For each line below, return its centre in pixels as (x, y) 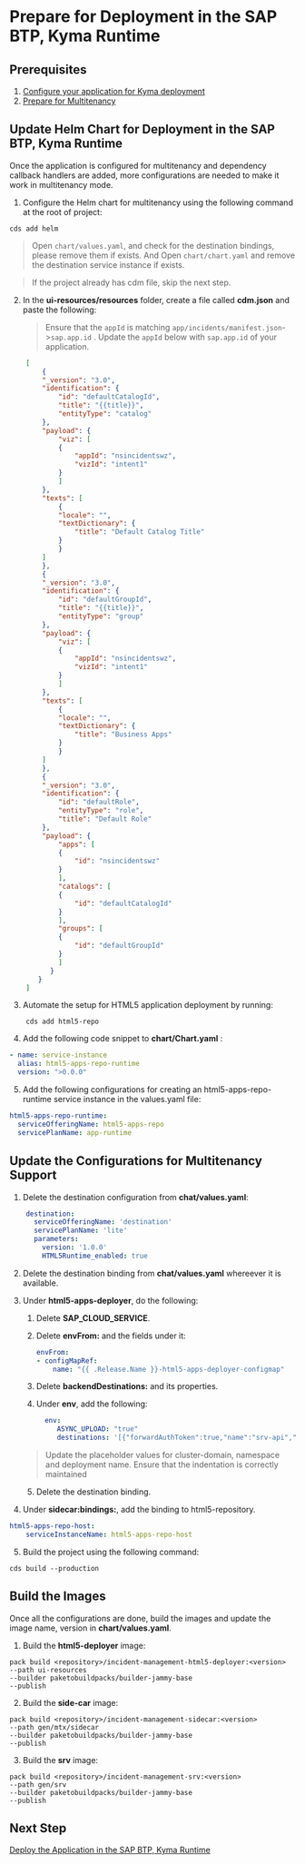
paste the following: (59, 310)
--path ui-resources (49, 1670)
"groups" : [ (80, 929)
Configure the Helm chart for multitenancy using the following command (157, 202)
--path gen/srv (38, 1785)
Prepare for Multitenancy (69, 101)
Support (33, 1175)
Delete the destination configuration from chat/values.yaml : (135, 1197)
